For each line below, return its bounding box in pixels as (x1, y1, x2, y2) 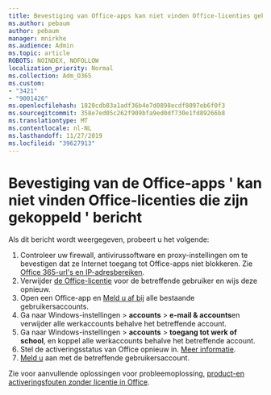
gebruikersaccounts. (19, 301, 89, 311)
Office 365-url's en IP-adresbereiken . (19, 268, 145, 277)
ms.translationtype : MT (8, 117, 89, 125)
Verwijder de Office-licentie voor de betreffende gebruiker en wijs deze (19, 276, 258, 286)
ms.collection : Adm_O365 (8, 72, 92, 80)
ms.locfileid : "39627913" (8, 139, 95, 148)
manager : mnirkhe (8, 34, 67, 43)
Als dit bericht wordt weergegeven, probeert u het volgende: (8, 235, 210, 244)
